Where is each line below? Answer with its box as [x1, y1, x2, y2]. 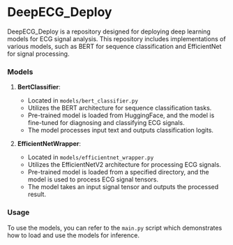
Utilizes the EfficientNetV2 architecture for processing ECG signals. [27, 161, 222, 169]
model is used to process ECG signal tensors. [27, 175, 159, 184]
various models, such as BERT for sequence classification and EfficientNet [7, 42, 222, 50]
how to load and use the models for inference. [7, 231, 140, 239]
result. [27, 190, 47, 199]
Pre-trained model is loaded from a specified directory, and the [27, 168, 209, 177]
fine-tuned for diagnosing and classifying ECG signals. [27, 119, 185, 127]
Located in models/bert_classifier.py [27, 96, 138, 105]
